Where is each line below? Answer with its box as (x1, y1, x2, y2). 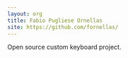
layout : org (7, 10, 42, 18)
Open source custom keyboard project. (7, 43, 122, 52)
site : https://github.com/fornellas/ (7, 23, 119, 30)
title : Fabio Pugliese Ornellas (7, 17, 103, 24)
